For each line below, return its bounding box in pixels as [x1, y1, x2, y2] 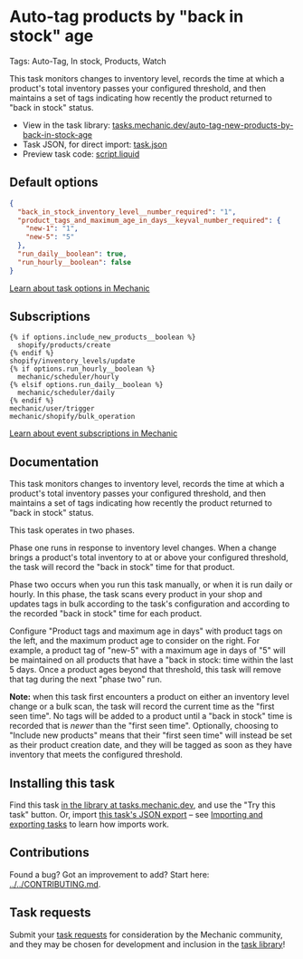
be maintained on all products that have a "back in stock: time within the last [9, 654, 294, 665]
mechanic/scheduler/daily [17, 388, 116, 398]
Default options [9, 175, 99, 190]
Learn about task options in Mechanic [9, 283, 151, 294]
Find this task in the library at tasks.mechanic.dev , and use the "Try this [9, 799, 276, 810]
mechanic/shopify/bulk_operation [9, 412, 136, 421]
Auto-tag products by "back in [9, 6, 244, 27]
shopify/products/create [17, 341, 111, 350]
